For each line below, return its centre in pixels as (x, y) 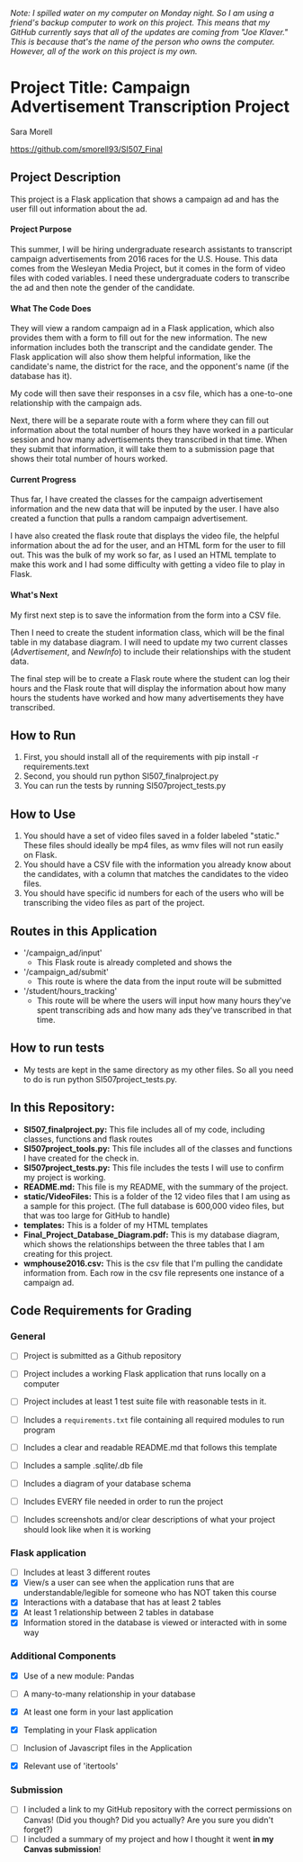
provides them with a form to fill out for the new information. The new (139, 338)
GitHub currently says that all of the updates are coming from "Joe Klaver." (149, 32)
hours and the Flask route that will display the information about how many (148, 688)
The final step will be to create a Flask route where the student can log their (150, 678)
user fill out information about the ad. (79, 208)
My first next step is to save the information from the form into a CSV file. (146, 615)
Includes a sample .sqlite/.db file (83, 1465)
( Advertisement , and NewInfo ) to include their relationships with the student (151, 651)
